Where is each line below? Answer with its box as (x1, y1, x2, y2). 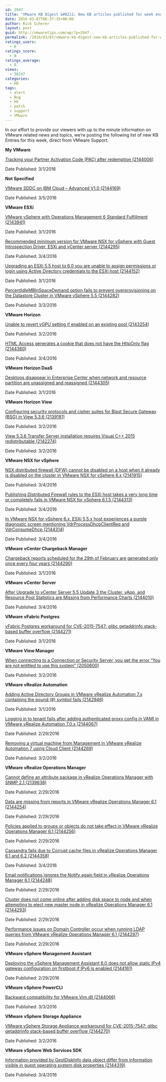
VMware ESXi (5, 204, 34, 210)
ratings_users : (5, 40, 37, 45)
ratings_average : (5, 58, 41, 63)
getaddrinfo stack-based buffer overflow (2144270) (5, 1028, 110, 1034)
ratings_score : (5, 49, 37, 53)
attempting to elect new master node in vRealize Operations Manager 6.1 (5, 901, 153, 907)
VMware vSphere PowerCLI (5, 984, 63, 990)
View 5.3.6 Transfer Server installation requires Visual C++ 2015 (5, 433, 135, 439)
